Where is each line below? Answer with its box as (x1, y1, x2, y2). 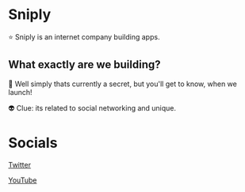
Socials (8, 134, 58, 152)
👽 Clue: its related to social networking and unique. (8, 103, 177, 112)
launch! (8, 87, 33, 96)
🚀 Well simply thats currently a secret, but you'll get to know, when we (8, 79, 238, 88)
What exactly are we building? (8, 58, 161, 72)
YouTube (8, 175, 37, 185)
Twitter (8, 160, 32, 169)
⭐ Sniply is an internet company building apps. (8, 32, 160, 41)
